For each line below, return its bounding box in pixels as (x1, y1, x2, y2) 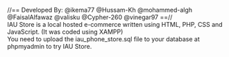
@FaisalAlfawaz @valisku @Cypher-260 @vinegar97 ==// (7, 13, 173, 21)
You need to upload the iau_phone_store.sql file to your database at (7, 35, 200, 43)
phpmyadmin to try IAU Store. (7, 43, 92, 50)
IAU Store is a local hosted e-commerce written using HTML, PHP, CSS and (7, 21, 223, 28)
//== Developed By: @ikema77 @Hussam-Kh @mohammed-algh (7, 6, 193, 14)
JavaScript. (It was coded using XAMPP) (7, 27, 124, 36)
